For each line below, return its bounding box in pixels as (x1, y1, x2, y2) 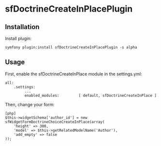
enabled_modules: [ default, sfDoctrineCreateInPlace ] (24, 93, 157, 98)
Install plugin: (5, 35, 32, 41)
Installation (5, 23, 40, 31)
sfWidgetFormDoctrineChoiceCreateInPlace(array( (5, 119, 105, 124)
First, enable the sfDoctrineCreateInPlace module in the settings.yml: (5, 71, 142, 77)
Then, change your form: (5, 101, 55, 107)
